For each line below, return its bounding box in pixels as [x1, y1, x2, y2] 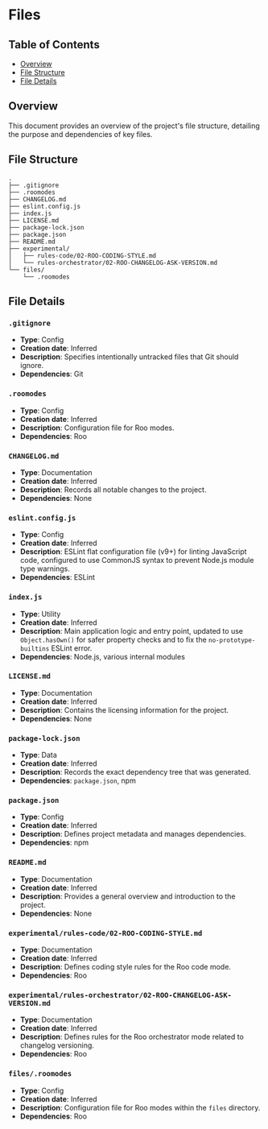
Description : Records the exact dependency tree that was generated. [19, 767, 251, 777]
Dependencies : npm [19, 837, 89, 847]
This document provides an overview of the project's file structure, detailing [8, 121, 260, 130]
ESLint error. [51, 643, 93, 653]
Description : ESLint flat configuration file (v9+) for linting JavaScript [19, 547, 247, 556]
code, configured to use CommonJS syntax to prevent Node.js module [19, 556, 254, 565]
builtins [19, 644, 50, 653]
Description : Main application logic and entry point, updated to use [19, 626, 244, 635]
